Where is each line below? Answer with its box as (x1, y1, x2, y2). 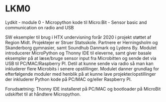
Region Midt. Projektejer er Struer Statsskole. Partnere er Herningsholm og (5, 39, 158, 45)
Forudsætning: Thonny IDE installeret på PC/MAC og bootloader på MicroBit (5, 86, 161, 92)
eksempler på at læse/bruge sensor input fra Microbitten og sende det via (5, 55, 157, 61)
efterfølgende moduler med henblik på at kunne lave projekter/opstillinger (5, 71, 156, 77)
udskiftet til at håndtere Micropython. (5, 91, 81, 97)
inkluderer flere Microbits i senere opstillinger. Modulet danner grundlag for (5, 65, 160, 72)
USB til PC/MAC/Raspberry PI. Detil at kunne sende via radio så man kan (5, 60, 154, 66)
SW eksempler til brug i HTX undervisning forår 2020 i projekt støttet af (5, 34, 152, 40)
